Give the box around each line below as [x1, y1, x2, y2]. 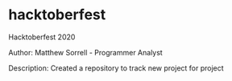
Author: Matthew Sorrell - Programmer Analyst [8, 47, 163, 57]
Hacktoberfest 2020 [8, 32, 76, 42]
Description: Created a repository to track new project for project [8, 63, 224, 73]
